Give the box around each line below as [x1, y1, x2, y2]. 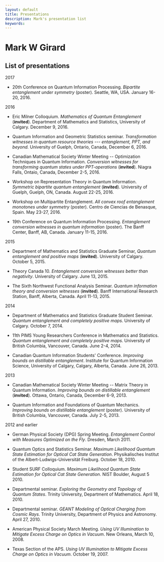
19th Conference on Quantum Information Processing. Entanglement [12, 219, 150, 225]
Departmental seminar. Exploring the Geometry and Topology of [12, 486, 142, 492]
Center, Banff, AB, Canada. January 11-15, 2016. [12, 229, 108, 235]
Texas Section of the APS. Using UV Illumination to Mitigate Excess [12, 546, 148, 552]
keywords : [5, 21, 25, 26]
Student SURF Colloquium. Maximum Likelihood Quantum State [12, 466, 141, 472]
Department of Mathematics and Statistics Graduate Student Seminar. [12, 313, 153, 319]
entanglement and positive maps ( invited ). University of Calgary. [12, 254, 143, 260]
